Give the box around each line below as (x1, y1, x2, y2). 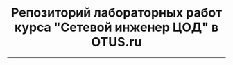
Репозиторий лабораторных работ (10, 5, 223, 21)
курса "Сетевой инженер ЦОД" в (14, 19, 219, 35)
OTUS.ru (91, 35, 142, 50)
